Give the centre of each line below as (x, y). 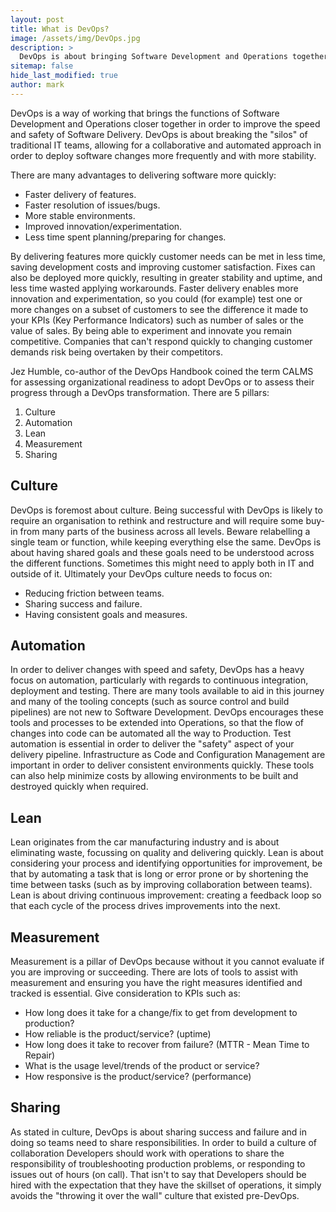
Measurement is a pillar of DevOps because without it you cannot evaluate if (167, 961)
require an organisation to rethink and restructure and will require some (157, 520)
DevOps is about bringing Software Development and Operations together (174, 57)
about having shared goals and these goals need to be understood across (162, 552)
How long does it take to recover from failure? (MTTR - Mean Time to (167, 1044)
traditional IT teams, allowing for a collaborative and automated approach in (166, 145)
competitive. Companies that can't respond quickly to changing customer (161, 341)
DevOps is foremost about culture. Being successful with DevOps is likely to (166, 510)
